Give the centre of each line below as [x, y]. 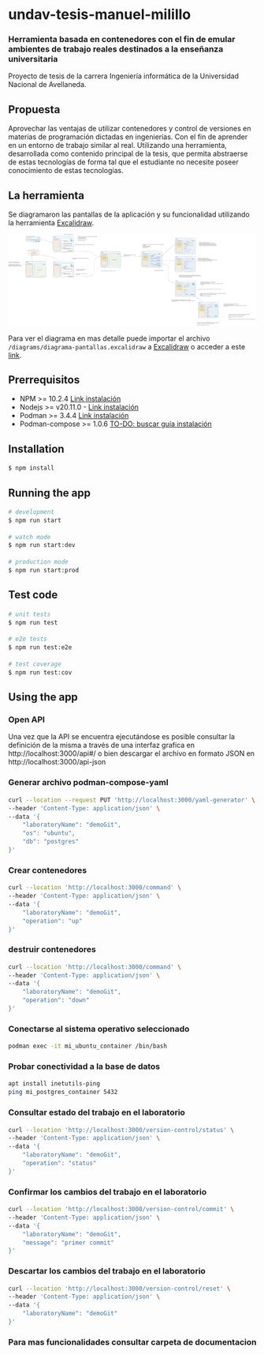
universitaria [33, 59]
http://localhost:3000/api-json [57, 762]
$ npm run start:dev [42, 545]
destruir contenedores [52, 949]
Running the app [49, 493]
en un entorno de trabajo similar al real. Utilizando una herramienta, [117, 145]
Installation [36, 449]
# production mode [38, 562]
